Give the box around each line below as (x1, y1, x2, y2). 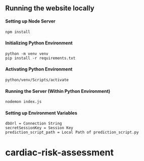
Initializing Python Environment (5, 40, 73, 46)
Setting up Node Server (5, 18, 56, 24)
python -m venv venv (5, 51, 49, 56)
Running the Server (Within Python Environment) (5, 88, 111, 94)
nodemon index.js (5, 99, 42, 104)
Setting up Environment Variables (5, 110, 77, 116)
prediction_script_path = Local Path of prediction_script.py (5, 130, 139, 135)
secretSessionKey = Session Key (5, 126, 73, 131)
